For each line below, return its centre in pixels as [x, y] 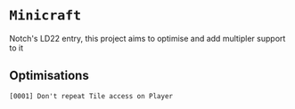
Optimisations [49, 76]
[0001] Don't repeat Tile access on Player [91, 96]
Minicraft [45, 16]
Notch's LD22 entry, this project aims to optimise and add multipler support [147, 38]
